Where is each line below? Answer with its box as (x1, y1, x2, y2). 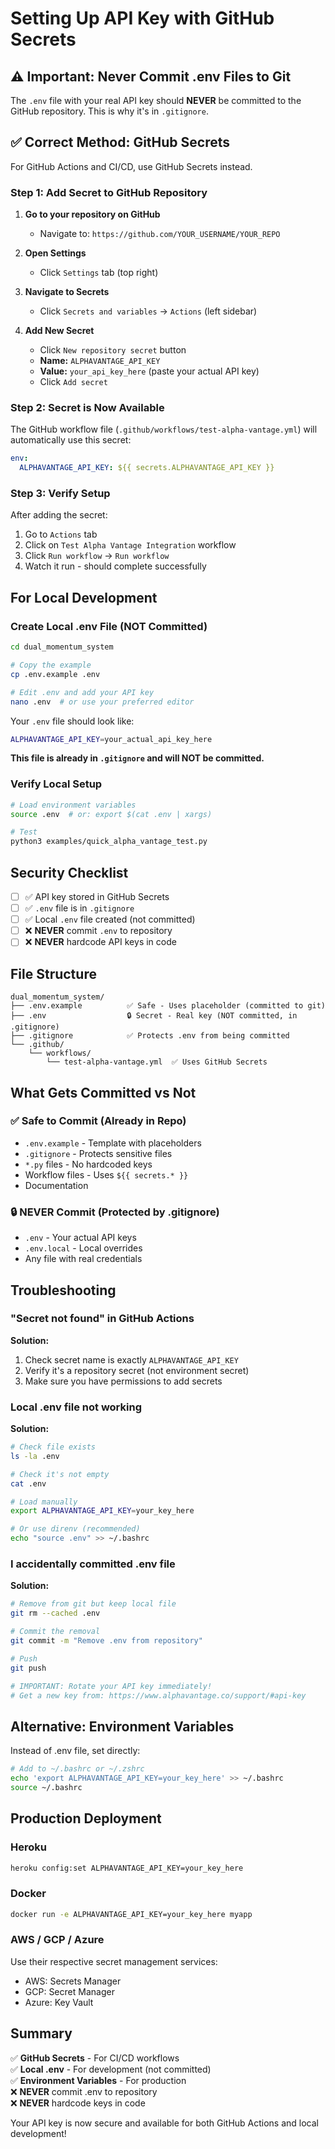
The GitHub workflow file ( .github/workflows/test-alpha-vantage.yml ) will (10, 423, 318, 436)
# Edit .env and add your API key (10, 687, 155, 697)
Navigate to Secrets (24, 286, 110, 298)
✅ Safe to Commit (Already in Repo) (10, 1114, 187, 1128)
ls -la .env (10, 1451, 60, 1461)
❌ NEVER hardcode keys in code (10, 2097, 146, 2109)
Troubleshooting (10, 1282, 117, 1299)
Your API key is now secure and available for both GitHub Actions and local (10, 2117, 320, 2129)
